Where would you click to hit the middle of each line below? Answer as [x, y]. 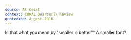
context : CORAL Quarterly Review [39, 14]
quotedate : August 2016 [29, 19]
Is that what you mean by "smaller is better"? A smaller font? [66, 33]
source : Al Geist [23, 10]
